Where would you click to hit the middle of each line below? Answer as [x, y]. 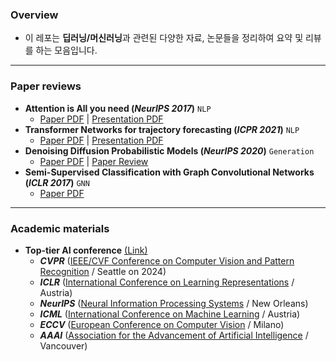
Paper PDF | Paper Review [94, 161]
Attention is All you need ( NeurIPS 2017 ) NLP [118, 108]
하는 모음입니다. [66, 50]
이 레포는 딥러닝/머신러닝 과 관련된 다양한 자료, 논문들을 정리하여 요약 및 [164, 38]
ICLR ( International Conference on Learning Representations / [167, 282]
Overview [34, 15]
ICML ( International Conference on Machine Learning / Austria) [170, 314]
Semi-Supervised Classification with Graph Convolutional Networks [169, 172]
